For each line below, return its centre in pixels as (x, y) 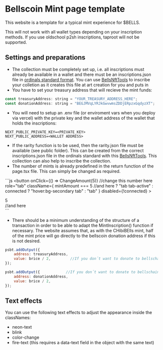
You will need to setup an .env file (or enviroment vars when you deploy (84, 112)
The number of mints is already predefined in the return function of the (83, 166)
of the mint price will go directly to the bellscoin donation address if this (84, 236)
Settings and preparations (45, 58)
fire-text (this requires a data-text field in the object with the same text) (83, 343)
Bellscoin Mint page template (65, 9)
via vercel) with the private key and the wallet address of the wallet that (83, 118)
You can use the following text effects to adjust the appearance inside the (79, 313)
